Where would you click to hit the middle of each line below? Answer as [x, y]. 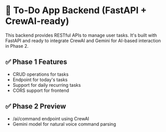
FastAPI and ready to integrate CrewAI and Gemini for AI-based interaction [83, 41]
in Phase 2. [17, 46]
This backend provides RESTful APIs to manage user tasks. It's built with [81, 35]
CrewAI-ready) [37, 21]
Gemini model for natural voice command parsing [64, 124]
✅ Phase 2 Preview [36, 106]
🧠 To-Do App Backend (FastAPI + [76, 10]
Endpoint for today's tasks [40, 79]
